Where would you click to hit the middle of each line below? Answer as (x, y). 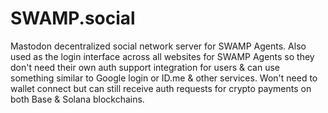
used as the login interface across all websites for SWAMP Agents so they (162, 56)
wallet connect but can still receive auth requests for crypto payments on (161, 88)
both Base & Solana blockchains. (77, 99)
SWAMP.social (73, 18)
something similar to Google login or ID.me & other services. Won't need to (164, 78)
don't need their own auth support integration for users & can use (145, 67)
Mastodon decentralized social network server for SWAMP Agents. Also (158, 46)
